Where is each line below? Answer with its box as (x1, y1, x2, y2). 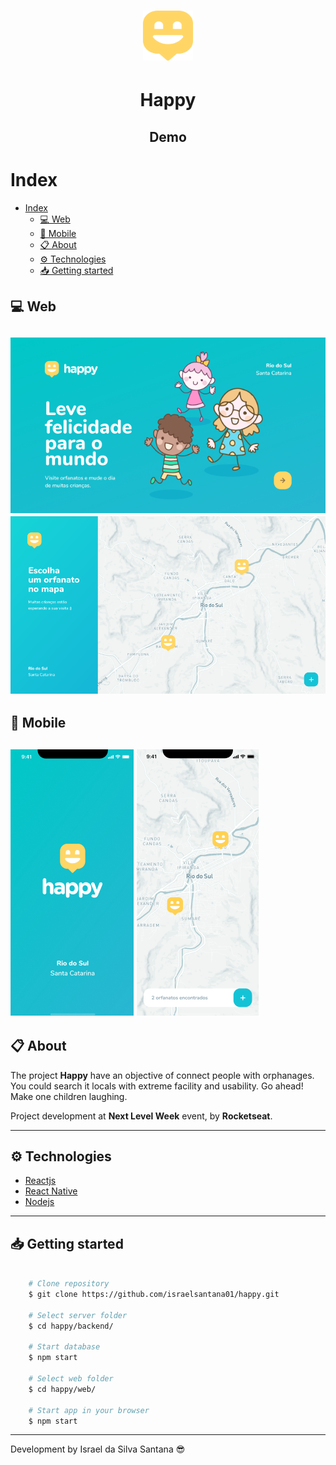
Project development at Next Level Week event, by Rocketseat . (10, 1110, 273, 1122)
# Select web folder (28, 1374, 114, 1384)
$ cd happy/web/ (28, 1384, 97, 1394)
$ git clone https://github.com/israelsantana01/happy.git (28, 1290, 280, 1300)
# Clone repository (28, 1279, 110, 1289)
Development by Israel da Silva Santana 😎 (10, 1443, 186, 1455)
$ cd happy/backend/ (28, 1321, 114, 1331)
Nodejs (24, 1196, 55, 1208)
